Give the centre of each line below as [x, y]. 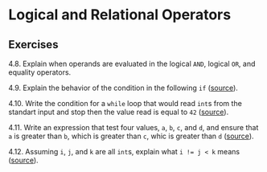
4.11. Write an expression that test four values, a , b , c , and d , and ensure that [133, 127]
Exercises [33, 45]
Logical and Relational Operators [120, 15]
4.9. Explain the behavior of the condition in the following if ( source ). [123, 88]
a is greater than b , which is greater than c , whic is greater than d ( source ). [131, 136]
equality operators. [40, 72]
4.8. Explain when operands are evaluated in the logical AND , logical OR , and [132, 63]
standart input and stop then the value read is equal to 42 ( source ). [119, 112]
